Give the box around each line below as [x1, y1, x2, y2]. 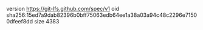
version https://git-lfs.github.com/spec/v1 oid [6, 5, 120, 12]
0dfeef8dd [6, 18, 33, 25]
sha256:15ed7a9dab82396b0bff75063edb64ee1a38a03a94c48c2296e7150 [6, 11, 198, 19]
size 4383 [34, 18, 60, 25]
